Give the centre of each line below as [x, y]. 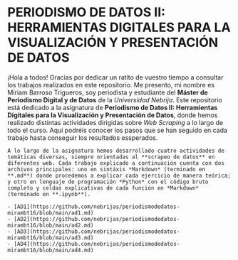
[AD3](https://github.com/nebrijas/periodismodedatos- [97, 232]
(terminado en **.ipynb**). [49, 194]
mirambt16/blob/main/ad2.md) [51, 225]
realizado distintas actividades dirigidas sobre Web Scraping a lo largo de [115, 122]
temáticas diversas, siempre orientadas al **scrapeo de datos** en [111, 157]
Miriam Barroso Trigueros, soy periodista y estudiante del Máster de [108, 92]
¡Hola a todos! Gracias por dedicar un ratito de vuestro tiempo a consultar [115, 77]
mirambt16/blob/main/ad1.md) [51, 213]
